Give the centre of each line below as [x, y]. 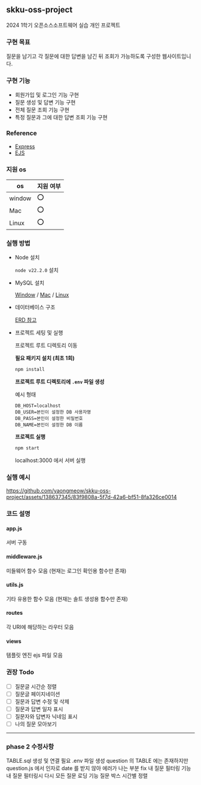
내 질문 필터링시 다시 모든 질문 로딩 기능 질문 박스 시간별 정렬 [77, 776]
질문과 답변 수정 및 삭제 [42, 701]
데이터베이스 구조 [35, 307]
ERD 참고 [26, 320]
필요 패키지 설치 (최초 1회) [45, 358]
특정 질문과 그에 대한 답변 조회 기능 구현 [61, 117]
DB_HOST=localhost [38, 406]
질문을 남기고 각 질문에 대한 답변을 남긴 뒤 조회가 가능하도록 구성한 [83, 56]
